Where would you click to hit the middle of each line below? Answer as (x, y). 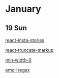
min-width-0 (19, 60)
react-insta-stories (25, 40)
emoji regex (18, 70)
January (23, 9)
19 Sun (16, 28)
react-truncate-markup (29, 50)
